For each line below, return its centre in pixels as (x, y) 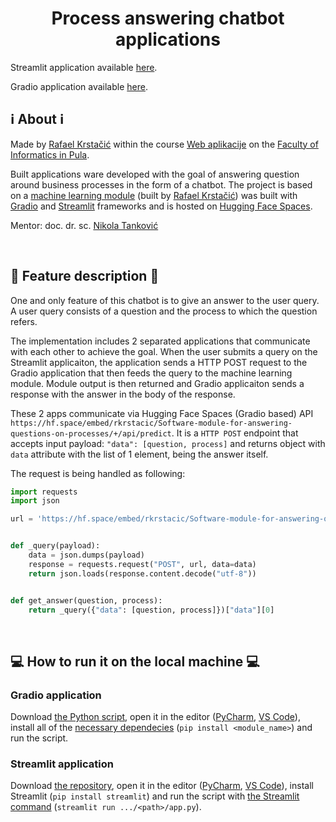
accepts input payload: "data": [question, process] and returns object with (168, 443)
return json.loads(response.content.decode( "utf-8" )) (142, 573)
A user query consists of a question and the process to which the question (164, 311)
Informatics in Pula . (50, 154)
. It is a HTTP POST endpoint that (235, 433)
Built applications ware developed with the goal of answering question (155, 174)
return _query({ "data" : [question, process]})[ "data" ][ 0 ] (151, 610)
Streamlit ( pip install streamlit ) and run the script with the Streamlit (155, 796)
